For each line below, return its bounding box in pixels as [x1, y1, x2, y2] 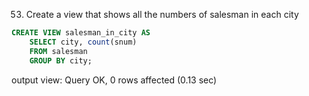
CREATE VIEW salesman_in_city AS [11, 28, 151, 38]
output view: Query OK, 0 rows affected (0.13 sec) [11, 74, 218, 86]
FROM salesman [29, 46, 88, 56]
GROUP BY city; [29, 55, 93, 66]
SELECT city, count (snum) [29, 37, 138, 47]
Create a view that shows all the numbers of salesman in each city [25, 9, 299, 20]
